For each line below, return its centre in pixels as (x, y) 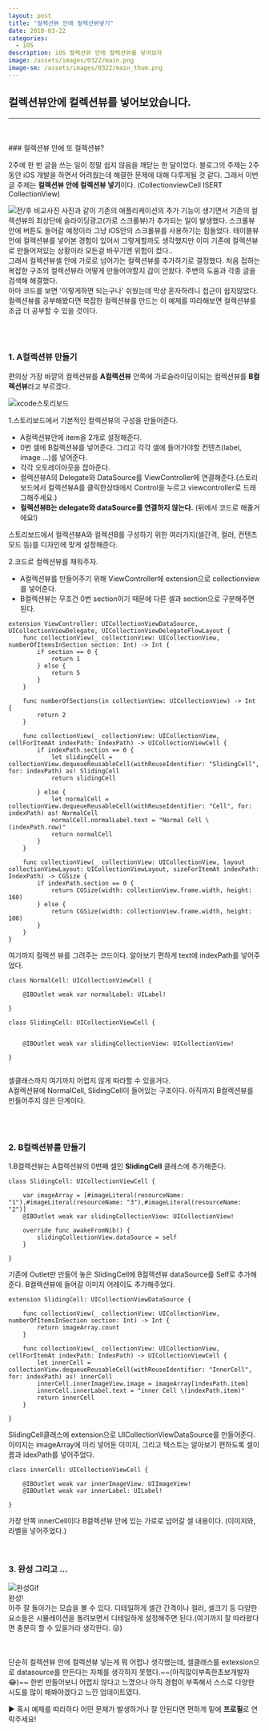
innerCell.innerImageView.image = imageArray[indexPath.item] (143, 1384)
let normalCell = (80, 799)
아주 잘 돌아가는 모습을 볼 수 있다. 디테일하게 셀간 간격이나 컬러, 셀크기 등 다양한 (133, 1608)
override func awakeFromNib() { (76, 1231)
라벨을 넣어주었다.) (38, 1531)
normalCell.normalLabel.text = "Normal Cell (126, 820)
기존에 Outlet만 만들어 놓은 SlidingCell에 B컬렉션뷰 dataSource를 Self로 (122, 1274)
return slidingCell (83, 778)
